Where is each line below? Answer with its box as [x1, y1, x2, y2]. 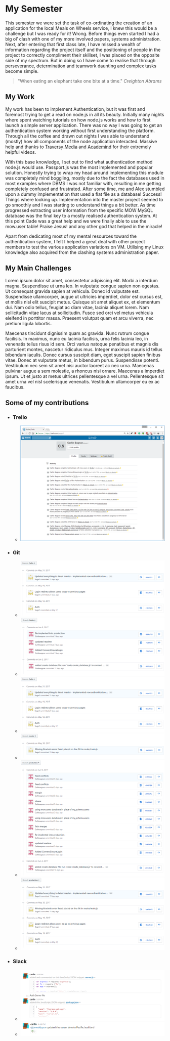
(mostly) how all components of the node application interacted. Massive [5, 138, 157, 144]
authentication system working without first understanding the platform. [5, 127, 155, 134]
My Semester [5, 3, 63, 15]
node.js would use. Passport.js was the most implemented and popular [5, 164, 153, 170]
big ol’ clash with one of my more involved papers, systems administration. [5, 36, 161, 42]
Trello [12, 413, 27, 420]
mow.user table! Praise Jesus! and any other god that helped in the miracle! [5, 223, 163, 229]
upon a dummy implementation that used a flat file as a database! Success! [5, 191, 162, 197]
